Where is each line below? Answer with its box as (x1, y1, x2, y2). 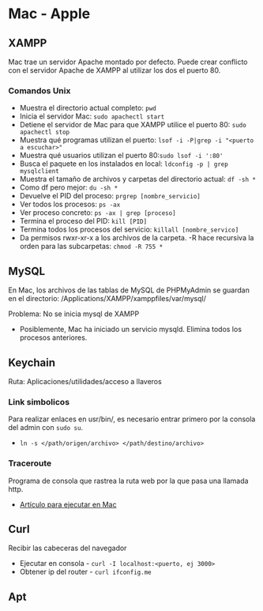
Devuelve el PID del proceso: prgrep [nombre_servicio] (19, 191, 201, 201)
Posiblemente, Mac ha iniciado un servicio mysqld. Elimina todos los (19, 325, 242, 334)
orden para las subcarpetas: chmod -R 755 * (19, 242, 163, 251)
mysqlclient (19, 168, 59, 175)
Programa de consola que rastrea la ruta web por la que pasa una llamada (8, 476, 249, 485)
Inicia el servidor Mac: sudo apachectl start (19, 111, 165, 121)
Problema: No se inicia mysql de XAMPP (8, 309, 140, 319)
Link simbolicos (8, 396, 70, 407)
